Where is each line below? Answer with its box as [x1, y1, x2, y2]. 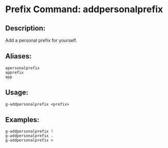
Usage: [5, 88, 29, 97]
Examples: [5, 115, 40, 124]
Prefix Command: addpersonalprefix [5, 4, 163, 15]
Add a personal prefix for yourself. [5, 37, 77, 43]
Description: [5, 24, 46, 33]
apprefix [5, 70, 24, 75]
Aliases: [5, 52, 32, 61]
